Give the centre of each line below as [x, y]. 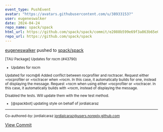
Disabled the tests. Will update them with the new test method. [57, 96]
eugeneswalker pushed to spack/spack [44, 50]
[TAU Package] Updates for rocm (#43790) [41, 59]
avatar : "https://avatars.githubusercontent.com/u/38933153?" [69, 14]
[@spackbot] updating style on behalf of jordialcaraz [55, 103]
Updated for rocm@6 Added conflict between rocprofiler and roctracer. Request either [77, 75]
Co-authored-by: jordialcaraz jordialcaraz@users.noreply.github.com [63, 116]
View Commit [18, 125]
